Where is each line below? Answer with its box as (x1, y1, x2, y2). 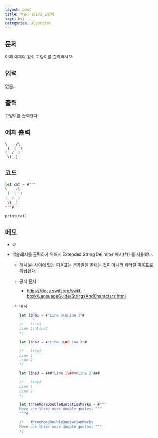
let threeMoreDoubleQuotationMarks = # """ (19, 402, 107, 407)
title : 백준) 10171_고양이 (5, 12, 55, 17)
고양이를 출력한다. (5, 113, 39, 118)
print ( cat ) (5, 213, 27, 218)
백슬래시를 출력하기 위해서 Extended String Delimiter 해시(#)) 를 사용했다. (12, 251, 154, 257)
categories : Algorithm (5, 20, 51, 26)
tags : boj (5, 16, 25, 21)
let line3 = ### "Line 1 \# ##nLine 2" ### (19, 371, 100, 376)
